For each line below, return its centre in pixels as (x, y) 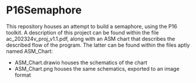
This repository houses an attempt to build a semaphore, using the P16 (92, 26)
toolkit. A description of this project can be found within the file (82, 32)
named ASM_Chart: (29, 51)
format (23, 75)
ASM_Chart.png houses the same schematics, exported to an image (97, 68)
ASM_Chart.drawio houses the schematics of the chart (81, 63)
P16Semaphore (44, 10)
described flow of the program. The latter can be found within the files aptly (98, 45)
